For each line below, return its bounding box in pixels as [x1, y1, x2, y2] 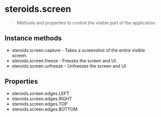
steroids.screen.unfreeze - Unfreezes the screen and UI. [11, 63, 127, 69]
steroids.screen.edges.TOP [11, 101, 68, 107]
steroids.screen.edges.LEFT [11, 90, 70, 96]
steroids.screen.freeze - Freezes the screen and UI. [11, 58, 117, 64]
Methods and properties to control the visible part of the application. [16, 20, 157, 26]
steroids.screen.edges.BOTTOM [11, 106, 78, 112]
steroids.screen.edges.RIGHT [11, 95, 72, 102]
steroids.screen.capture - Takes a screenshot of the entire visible [11, 47, 145, 53]
